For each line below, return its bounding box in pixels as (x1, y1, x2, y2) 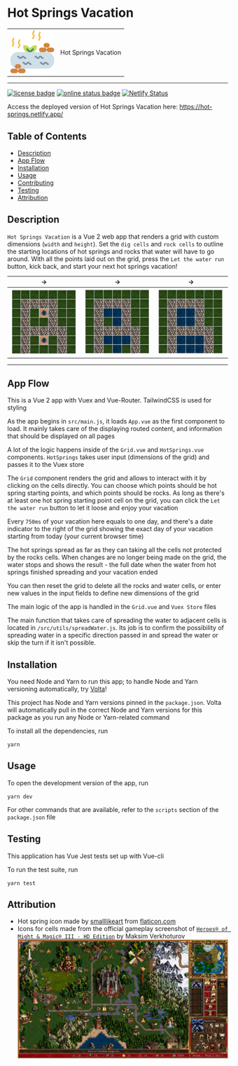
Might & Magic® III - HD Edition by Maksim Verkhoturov (17, 932, 185, 941)
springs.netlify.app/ (7, 110, 64, 118)
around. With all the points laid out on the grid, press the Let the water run (7, 254, 225, 263)
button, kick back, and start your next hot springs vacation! (7, 262, 178, 270)
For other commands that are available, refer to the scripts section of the (7, 805, 219, 813)
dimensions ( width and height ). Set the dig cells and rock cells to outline (7, 239, 224, 248)
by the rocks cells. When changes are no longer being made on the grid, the (7, 553, 227, 561)
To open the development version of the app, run (7, 778, 149, 787)
